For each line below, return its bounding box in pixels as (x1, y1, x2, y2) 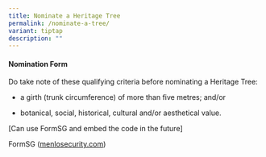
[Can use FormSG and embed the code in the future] (8, 124, 183, 134)
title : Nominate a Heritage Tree (8, 11, 121, 20)
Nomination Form (8, 59, 69, 68)
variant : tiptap (8, 27, 63, 35)
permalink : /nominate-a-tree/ (8, 19, 110, 27)
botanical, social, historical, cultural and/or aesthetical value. (19, 108, 222, 118)
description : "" (8, 34, 63, 43)
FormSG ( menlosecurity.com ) (8, 139, 106, 149)
